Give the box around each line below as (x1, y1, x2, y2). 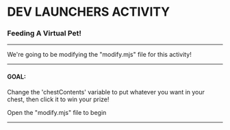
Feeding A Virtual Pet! (7, 29, 82, 38)
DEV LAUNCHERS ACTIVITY (7, 4, 170, 20)
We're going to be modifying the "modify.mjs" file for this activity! (7, 51, 192, 59)
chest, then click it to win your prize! (7, 95, 110, 103)
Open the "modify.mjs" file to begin (7, 108, 107, 116)
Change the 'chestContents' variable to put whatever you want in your (7, 88, 205, 96)
